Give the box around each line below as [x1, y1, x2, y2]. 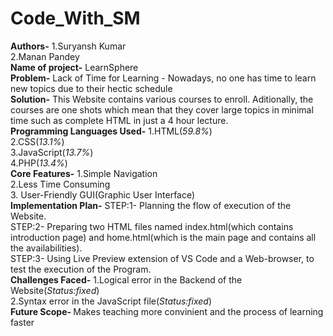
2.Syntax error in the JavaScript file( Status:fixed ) [10, 295, 213, 307]
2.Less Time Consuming [10, 178, 111, 190]
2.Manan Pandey [10, 50, 80, 62]
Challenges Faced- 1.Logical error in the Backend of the [10, 273, 243, 286]
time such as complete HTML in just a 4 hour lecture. [10, 114, 229, 126]
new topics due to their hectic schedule [10, 82, 173, 94]
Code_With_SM [10, 7, 141, 30]
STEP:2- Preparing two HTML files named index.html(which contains [10, 220, 294, 232]
